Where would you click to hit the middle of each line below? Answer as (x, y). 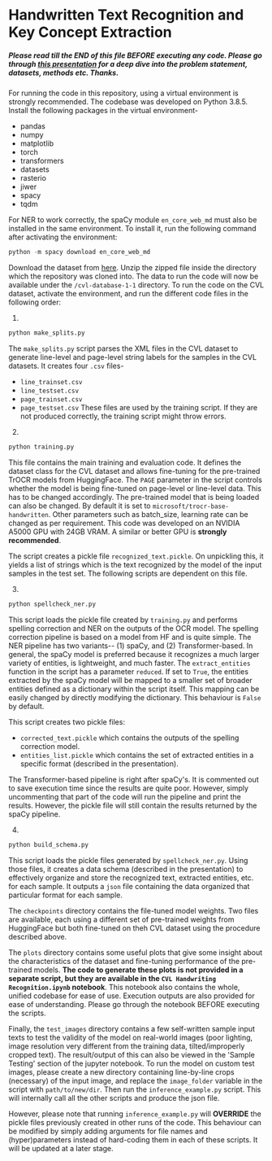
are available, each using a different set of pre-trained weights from (121, 919)
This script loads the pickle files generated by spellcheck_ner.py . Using (128, 860)
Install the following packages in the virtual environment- (104, 111)
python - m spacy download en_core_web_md (80, 252)
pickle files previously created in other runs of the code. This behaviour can (135, 1122)
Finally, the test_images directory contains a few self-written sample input (132, 1028)
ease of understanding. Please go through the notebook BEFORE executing (134, 1004)
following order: (35, 302)
